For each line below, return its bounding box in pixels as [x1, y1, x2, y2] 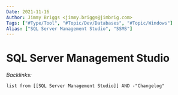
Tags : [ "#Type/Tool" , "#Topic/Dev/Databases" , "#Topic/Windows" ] [6, 20, 173, 26]
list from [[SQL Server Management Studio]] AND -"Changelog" [6, 83, 165, 89]
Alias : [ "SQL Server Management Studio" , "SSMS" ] [6, 25, 133, 32]
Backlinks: [6, 72, 32, 79]
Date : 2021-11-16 [6, 8, 50, 15]
